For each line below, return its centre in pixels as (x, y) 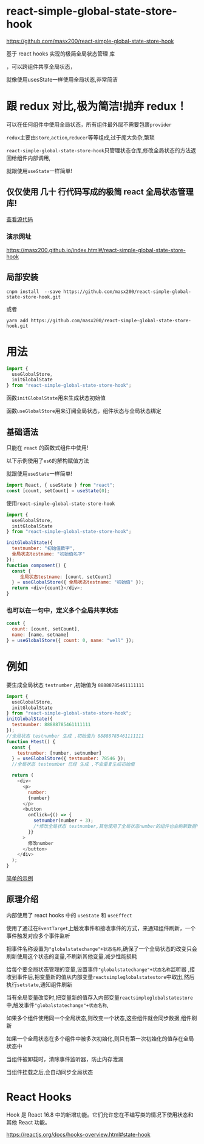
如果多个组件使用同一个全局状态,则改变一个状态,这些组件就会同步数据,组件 (99, 1018)
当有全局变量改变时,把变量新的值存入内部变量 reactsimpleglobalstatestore (100, 997)
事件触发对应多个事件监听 (38, 936)
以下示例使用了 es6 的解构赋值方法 (48, 461)
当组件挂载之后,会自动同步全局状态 (50, 1072)
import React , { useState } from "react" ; (61, 485)
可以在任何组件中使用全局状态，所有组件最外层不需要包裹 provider (89, 124)
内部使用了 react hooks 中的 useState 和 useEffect (69, 915)
